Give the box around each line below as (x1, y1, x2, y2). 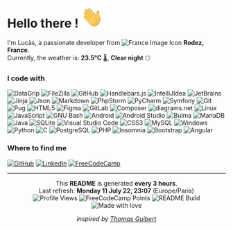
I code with (7, 73, 45, 83)
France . (7, 46, 30, 54)
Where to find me (7, 143, 67, 153)
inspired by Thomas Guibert (76, 214, 157, 223)
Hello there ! (7, 16, 79, 31)
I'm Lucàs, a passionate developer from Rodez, (7, 38, 205, 46)
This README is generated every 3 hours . (55, 179, 178, 187)
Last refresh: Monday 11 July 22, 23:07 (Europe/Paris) (39, 186, 194, 195)
